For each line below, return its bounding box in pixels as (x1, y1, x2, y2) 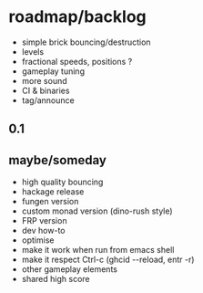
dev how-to (21, 225, 66, 236)
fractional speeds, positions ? (21, 56, 133, 67)
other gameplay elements (21, 264, 117, 275)
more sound (21, 75, 67, 86)
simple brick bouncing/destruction (21, 37, 151, 47)
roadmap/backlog (8, 6, 147, 27)
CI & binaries (21, 85, 70, 96)
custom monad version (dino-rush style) (21, 205, 174, 216)
